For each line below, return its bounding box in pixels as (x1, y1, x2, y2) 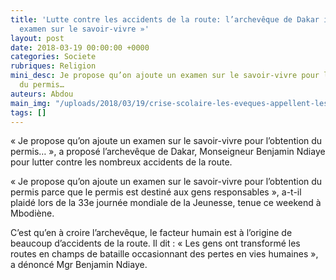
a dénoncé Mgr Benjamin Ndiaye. (10, 259, 148, 271)
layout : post (10, 33, 65, 43)
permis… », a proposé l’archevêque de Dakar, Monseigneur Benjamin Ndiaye (10, 146, 326, 158)
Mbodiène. (10, 207, 55, 220)
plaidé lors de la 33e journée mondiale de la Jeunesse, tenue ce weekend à (10, 197, 322, 209)
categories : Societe (10, 52, 97, 62)
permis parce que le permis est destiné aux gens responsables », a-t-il (10, 186, 302, 198)
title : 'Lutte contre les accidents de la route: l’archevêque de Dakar (10, 14, 320, 25)
